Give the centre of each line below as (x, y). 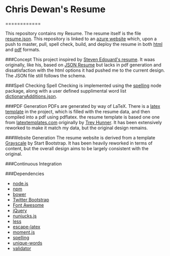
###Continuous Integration (34, 163)
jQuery (20, 210)
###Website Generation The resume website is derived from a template (80, 137)
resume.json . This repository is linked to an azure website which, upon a (81, 39)
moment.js (24, 232)
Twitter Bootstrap (31, 200)
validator (22, 248)
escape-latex (26, 226)
